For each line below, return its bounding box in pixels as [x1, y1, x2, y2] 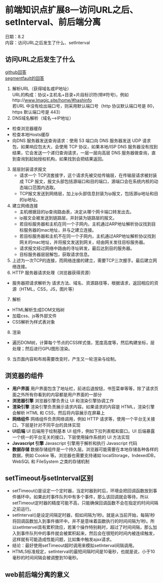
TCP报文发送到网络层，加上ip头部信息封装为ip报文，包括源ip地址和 [19, 190, 154, 196]
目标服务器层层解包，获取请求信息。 [19, 251, 92, 257]
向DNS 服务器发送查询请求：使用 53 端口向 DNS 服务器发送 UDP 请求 [12, 137, 151, 144]
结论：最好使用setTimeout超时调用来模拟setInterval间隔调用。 [12, 543, 137, 548]
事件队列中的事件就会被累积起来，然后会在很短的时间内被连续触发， [20, 530, 157, 536]
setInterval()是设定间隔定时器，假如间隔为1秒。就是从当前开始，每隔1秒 [12, 512, 155, 518]
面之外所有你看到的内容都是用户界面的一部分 [12, 391, 102, 397]
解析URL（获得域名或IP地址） [12, 86, 72, 91]
